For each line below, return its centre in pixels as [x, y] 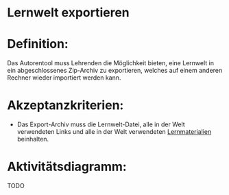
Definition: [38, 44]
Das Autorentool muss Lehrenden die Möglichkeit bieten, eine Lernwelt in [111, 63]
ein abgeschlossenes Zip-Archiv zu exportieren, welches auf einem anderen [115, 71]
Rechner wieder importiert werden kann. [64, 78]
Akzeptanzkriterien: [65, 105]
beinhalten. [33, 139]
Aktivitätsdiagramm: [67, 167]
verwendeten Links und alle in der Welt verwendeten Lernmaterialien [114, 132]
